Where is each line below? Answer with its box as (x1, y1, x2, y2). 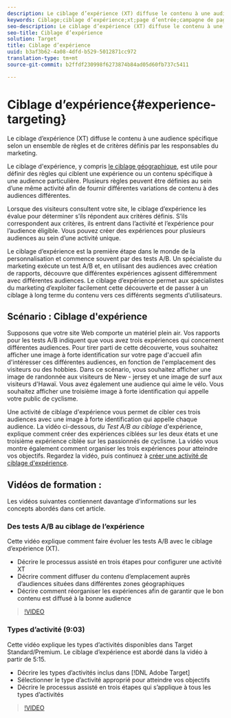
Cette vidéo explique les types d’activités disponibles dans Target (7, 640, 193, 649)
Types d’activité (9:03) (7, 625, 85, 634)
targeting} (7, 111, 67, 127)
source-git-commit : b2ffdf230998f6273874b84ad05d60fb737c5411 (7, 61, 189, 68)
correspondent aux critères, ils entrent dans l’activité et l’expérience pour (7, 219, 214, 227)
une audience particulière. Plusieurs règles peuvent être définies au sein (7, 177, 212, 185)
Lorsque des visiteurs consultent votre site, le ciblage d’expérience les (7, 204, 207, 213)
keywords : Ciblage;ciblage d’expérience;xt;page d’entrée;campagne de (7, 16, 214, 23)
